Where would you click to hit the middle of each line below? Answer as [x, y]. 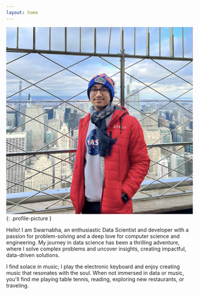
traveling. [17, 286]
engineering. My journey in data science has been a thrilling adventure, [93, 242]
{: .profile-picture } [29, 218]
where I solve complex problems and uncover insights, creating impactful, [96, 249]
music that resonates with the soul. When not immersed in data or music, [95, 272]
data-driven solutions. [33, 255]
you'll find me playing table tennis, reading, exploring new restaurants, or [95, 279]
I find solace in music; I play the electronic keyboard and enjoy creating [93, 267]
